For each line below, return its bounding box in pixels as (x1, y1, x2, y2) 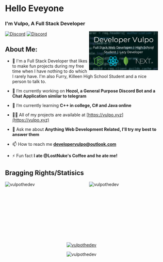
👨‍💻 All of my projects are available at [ (12, 112, 88, 118)
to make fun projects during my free (12, 63, 84, 69)
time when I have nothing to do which (12, 68, 87, 74)
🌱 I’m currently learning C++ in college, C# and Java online (12, 103, 132, 108)
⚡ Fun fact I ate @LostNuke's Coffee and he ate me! (12, 153, 118, 159)
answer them (12, 132, 40, 138)
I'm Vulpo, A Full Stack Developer (5, 20, 85, 27)
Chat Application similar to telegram (12, 93, 86, 99)
